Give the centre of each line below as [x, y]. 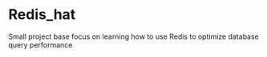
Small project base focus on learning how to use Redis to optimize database [133, 36]
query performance [40, 44]
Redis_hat [42, 15]
